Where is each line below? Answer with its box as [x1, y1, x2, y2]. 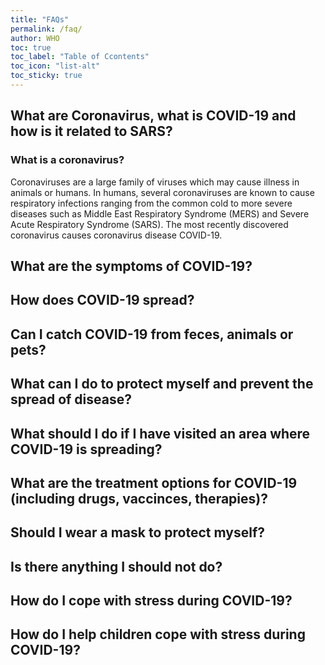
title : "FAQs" [10, 14, 70, 25]
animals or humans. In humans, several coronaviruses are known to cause [10, 186, 315, 198]
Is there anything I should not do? [10, 558, 223, 575]
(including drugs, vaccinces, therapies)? [10, 490, 268, 507]
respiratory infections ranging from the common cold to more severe [10, 197, 293, 209]
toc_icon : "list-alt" [10, 61, 101, 71]
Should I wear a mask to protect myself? [10, 524, 266, 541]
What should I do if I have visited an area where [10, 425, 311, 442]
